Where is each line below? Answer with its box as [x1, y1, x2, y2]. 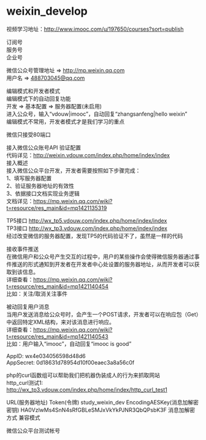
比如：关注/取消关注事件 [6, 289, 68, 297]
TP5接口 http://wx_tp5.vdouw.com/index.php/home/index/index [6, 217, 167, 224]
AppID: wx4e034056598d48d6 [6, 352, 86, 359]
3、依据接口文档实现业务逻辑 [6, 190, 80, 197]
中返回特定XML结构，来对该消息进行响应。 [6, 318, 115, 326]
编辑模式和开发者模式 [6, 87, 60, 94]
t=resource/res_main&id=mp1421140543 [6, 332, 109, 340]
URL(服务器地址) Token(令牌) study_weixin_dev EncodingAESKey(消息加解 [6, 398, 194, 406]
